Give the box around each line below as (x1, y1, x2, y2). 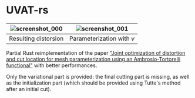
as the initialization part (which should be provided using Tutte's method (6, 79, 181, 86)
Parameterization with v (69, 34, 135, 43)
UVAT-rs (6, 3, 49, 17)
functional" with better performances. (6, 62, 97, 69)
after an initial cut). (6, 85, 52, 92)
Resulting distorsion (9, 34, 64, 43)
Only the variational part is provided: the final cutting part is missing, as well (6, 73, 190, 80)
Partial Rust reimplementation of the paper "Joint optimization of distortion (6, 49, 186, 56)
